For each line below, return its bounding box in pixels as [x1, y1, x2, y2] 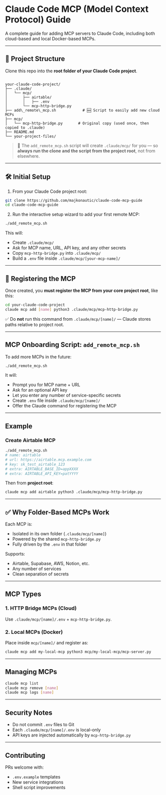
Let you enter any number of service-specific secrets [12, 393, 121, 398]
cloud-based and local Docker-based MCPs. [5, 36, 96, 42]
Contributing [5, 751, 45, 759]
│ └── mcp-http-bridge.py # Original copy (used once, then [5, 120, 149, 126]
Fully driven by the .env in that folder [12, 541, 87, 547]
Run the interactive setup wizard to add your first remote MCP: [12, 212, 140, 218]
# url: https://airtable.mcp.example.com [5, 457, 92, 462]
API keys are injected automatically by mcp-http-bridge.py [12, 732, 131, 738]
